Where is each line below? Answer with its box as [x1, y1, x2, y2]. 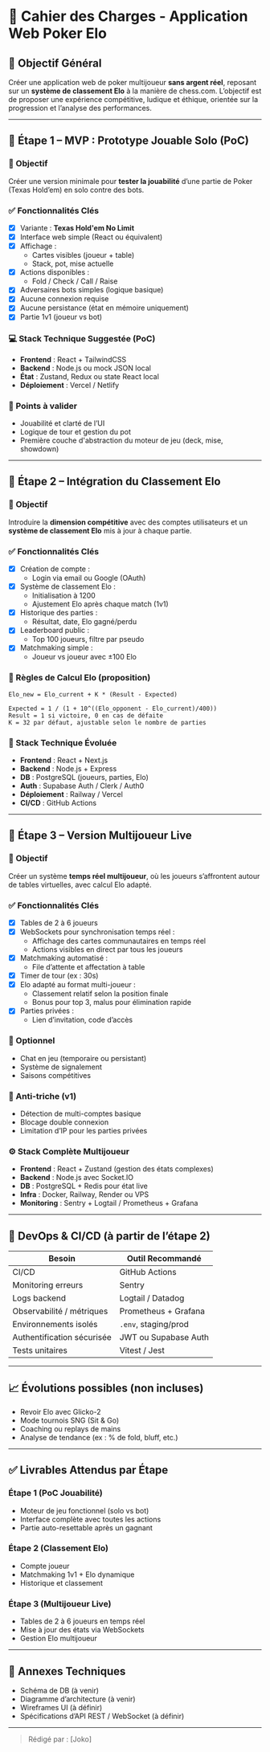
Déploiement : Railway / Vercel [19, 789, 123, 798]
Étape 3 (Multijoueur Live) [8, 1598, 112, 1609]
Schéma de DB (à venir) [19, 1685, 99, 1695]
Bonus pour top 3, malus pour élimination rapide [31, 998, 191, 1007]
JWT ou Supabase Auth [119, 1332, 209, 1343]
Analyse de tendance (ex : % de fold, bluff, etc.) [19, 1432, 178, 1442]
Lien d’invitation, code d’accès [31, 1015, 133, 1025]
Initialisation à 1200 [31, 590, 96, 601]
